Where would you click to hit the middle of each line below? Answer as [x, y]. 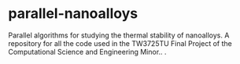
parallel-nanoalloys [73, 14]
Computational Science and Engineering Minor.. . [87, 52]
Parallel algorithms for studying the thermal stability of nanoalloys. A [119, 35]
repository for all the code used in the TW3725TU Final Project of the [120, 43]
